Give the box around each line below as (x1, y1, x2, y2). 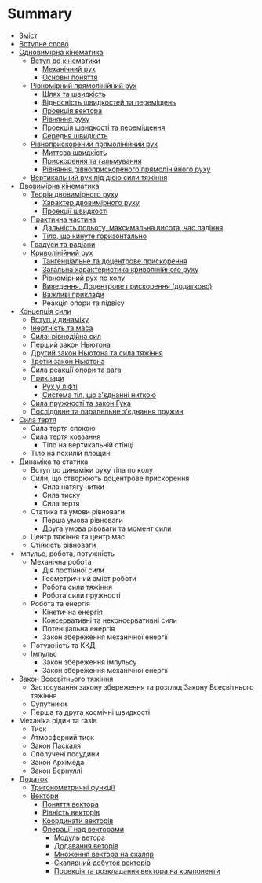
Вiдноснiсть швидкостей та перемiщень (42, 97, 176, 107)
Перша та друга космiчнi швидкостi (30, 707, 151, 716)
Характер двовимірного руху (42, 197, 140, 207)
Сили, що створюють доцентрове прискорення (30, 473, 190, 483)
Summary (7, 5, 72, 23)
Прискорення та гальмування (42, 156, 142, 165)
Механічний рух (42, 64, 96, 73)
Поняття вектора (42, 799, 100, 808)
